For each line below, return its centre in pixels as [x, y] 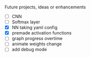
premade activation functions [42, 33]
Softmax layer [26, 22]
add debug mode [29, 49]
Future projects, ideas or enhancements [45, 7]
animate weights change [37, 44]
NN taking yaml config [35, 28]
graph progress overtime [37, 38]
